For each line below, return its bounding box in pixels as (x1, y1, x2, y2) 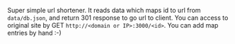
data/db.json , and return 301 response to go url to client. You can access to (7, 13, 229, 22)
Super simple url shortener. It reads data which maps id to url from (7, 6, 201, 14)
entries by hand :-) (7, 28, 62, 37)
